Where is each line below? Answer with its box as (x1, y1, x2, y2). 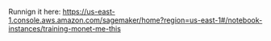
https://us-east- (62, 7, 115, 16)
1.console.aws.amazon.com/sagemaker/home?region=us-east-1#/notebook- (8, 15, 263, 25)
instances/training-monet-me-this (8, 24, 121, 33)
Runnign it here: (8, 7, 61, 16)
